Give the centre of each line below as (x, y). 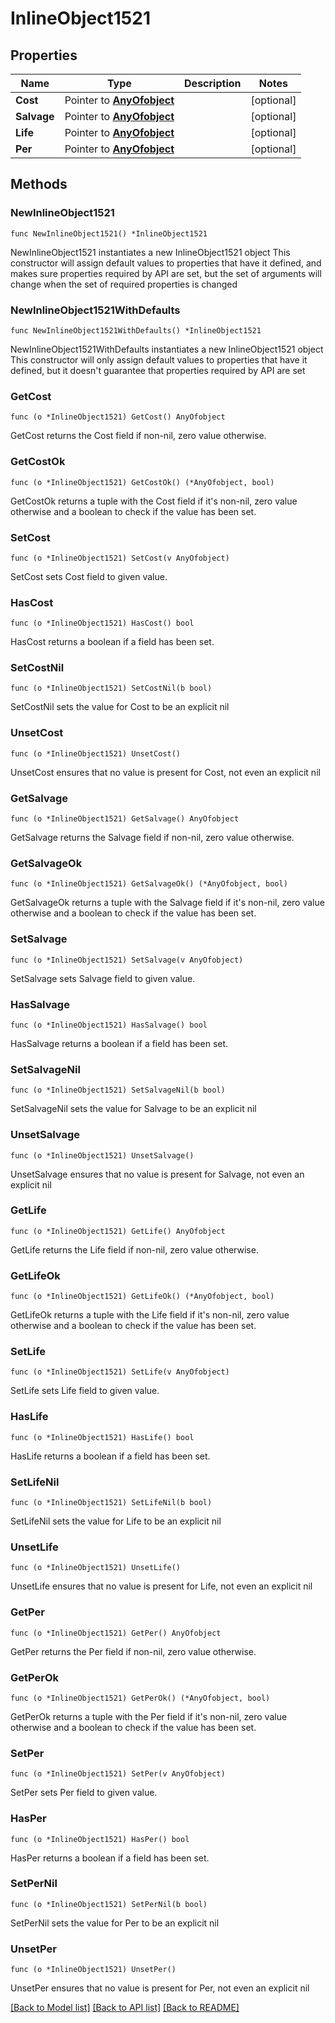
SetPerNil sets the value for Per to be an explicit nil (115, 1923)
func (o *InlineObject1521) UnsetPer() (93, 1970)
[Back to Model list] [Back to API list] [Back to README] (125, 2008)
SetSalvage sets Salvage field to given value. (103, 978)
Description (213, 83)
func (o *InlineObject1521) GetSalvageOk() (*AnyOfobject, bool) (149, 884)
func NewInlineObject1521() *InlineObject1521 (109, 233)
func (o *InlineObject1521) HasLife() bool (102, 1437)
